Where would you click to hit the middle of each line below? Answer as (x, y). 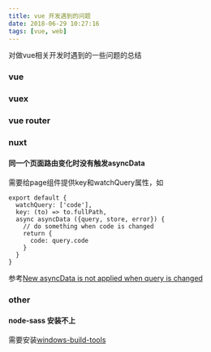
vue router (30, 121)
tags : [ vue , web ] (38, 31)
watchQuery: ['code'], (54, 205)
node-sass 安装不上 (42, 320)
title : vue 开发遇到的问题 (50, 16)
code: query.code (59, 241)
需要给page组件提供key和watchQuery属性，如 (86, 183)
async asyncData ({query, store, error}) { (90, 220)
